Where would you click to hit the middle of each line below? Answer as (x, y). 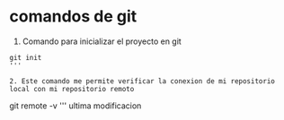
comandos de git (73, 17)
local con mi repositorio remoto (72, 89)
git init (26, 57)
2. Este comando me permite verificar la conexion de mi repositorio (142, 81)
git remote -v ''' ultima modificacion (75, 106)
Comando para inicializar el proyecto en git (102, 41)
